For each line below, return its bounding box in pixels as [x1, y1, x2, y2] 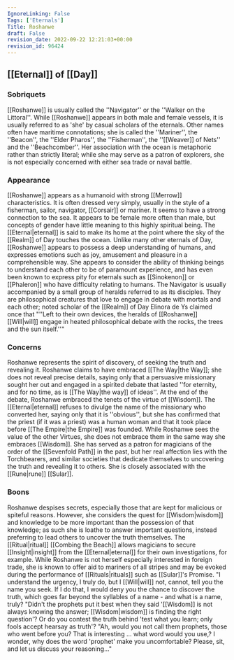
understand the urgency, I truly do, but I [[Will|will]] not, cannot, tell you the [7, 577, 224, 586]
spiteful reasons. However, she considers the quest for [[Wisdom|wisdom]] [7, 510, 224, 519]
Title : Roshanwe [7, 23, 54, 30]
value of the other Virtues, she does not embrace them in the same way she [7, 433, 226, 441]
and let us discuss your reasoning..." [7, 645, 112, 653]
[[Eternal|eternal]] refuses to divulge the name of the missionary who [7, 403, 207, 412]
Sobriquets [7, 90, 46, 99]
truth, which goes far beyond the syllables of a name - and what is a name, [7, 592, 223, 601]
